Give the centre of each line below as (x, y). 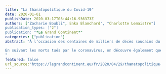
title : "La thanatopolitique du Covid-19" (49, 10)
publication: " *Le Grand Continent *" (44, 32)
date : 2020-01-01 (23, 14)
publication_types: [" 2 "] (32, 28)
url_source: (17, 64)
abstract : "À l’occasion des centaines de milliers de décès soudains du (83, 42)
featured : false (22, 59)
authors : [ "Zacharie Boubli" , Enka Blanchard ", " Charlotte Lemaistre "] (80, 23)
